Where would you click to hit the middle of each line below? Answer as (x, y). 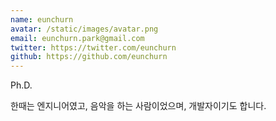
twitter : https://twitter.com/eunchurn (93, 47)
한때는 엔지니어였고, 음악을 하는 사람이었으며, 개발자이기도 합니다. (138, 106)
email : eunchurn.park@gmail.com (77, 38)
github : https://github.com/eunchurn (89, 57)
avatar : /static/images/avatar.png (84, 29)
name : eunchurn (42, 19)
